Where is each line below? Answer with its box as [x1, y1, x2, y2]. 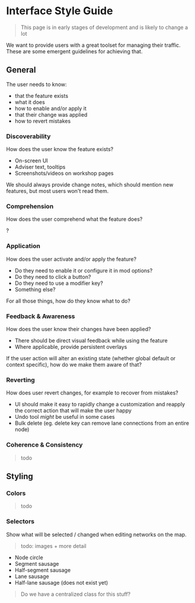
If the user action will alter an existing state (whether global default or [6, 354, 176, 362]
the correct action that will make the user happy [14, 407, 132, 414]
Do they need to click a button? [14, 273, 91, 280]
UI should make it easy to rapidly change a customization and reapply [14, 401, 186, 408]
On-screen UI [14, 157, 49, 164]
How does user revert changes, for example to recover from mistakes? [6, 389, 179, 396]
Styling [6, 471, 34, 481]
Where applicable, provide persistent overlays [14, 343, 127, 350]
